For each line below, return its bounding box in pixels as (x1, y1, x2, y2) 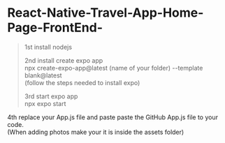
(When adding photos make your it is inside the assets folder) (7, 128, 184, 136)
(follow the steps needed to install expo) (24, 78, 140, 86)
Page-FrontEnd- (7, 20, 103, 36)
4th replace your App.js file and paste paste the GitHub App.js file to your (7, 113, 219, 121)
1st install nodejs (24, 43, 72, 51)
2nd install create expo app (24, 56, 103, 64)
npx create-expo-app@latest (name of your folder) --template (24, 63, 203, 72)
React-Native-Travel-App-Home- (7, 5, 204, 21)
